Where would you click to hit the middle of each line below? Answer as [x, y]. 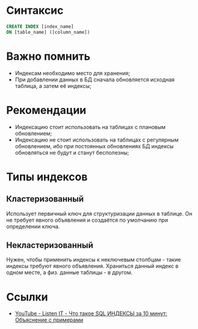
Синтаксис [35, 11]
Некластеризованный [50, 245]
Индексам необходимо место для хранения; [73, 73]
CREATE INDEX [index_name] [40, 27]
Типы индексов [47, 177]
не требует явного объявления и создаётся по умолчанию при [87, 220]
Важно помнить [48, 56]
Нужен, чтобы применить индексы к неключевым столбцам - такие [94, 260]
